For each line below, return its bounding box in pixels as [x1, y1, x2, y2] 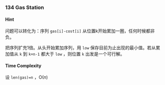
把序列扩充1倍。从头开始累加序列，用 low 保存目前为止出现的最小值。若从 [5, 45, 156, 51]
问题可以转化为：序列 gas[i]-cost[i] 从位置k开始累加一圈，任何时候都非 [5, 28, 155, 34]
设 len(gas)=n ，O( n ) [5, 74, 48, 81]
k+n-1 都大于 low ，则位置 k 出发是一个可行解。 [28, 51, 125, 57]
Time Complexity [5, 63, 41, 69]
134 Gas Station [5, 4, 44, 11]
